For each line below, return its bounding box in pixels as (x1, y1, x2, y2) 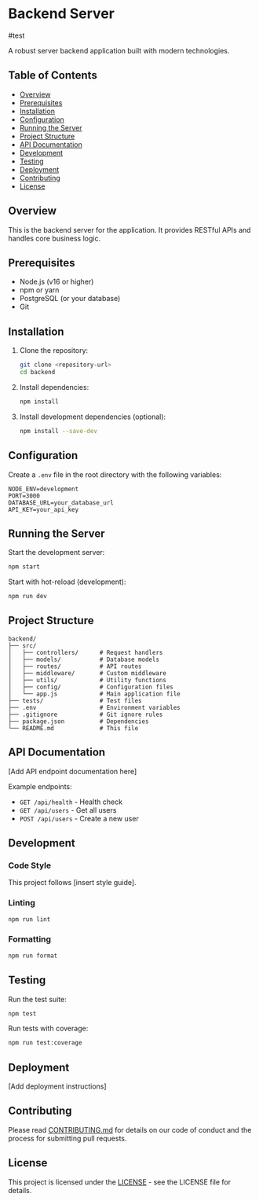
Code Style (8, 860, 52, 871)
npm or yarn (19, 285, 60, 295)
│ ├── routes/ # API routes (8, 662, 143, 670)
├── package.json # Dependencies (8, 717, 149, 725)
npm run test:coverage (8, 1039, 82, 1047)
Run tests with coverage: (8, 1023, 89, 1034)
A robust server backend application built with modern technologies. (8, 46, 230, 55)
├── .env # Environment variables (8, 703, 181, 711)
